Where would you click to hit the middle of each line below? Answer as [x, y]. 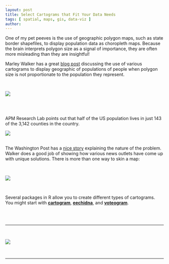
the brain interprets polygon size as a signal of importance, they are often [81, 49]
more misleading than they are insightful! [48, 54]
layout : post [19, 10]
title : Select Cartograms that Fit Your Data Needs [60, 15]
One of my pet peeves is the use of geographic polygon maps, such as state [84, 38]
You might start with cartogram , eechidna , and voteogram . [67, 203]
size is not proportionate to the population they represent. [65, 75]
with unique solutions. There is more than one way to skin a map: [72, 159]
